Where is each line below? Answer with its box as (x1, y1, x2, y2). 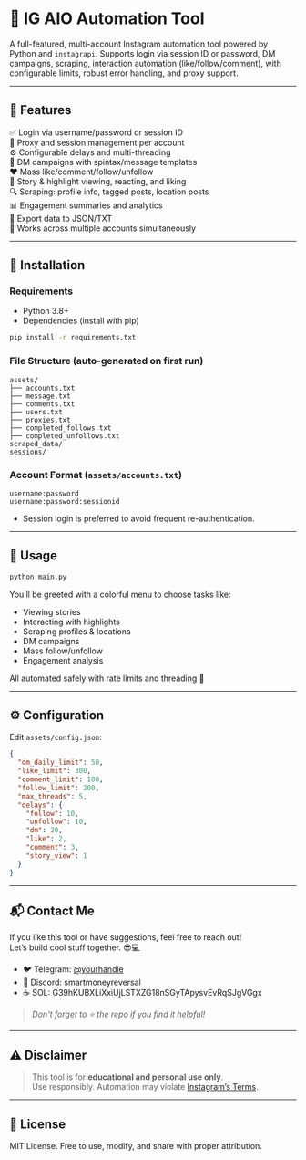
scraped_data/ (9, 439, 64, 448)
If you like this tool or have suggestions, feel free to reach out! (9, 932, 242, 943)
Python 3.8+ (22, 306, 70, 317)
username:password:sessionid (9, 496, 120, 506)
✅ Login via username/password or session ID (9, 127, 184, 138)
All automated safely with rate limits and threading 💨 (9, 673, 205, 684)
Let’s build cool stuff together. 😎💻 (9, 942, 140, 953)
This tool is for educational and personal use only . (31, 1071, 224, 1082)
